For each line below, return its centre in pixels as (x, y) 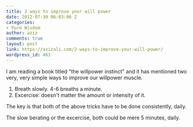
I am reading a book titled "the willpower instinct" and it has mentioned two (96, 71)
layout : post (22, 44)
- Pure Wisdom (23, 28)
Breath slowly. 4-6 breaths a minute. (58, 89)
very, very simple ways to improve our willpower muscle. (75, 77)
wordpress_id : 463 (28, 55)
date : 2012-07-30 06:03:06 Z (42, 17)
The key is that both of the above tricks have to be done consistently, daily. (96, 106)
